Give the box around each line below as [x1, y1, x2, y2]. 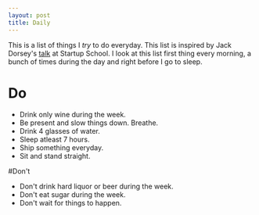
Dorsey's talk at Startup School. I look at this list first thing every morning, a [8, 48, 252, 58]
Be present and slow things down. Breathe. [19, 118, 159, 127]
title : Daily [8, 19, 51, 27]
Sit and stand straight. [19, 152, 91, 161]
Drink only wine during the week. [19, 110, 127, 120]
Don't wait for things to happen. [19, 199, 122, 208]
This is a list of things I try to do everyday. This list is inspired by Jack [8, 40, 232, 49]
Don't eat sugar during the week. [19, 190, 126, 199]
